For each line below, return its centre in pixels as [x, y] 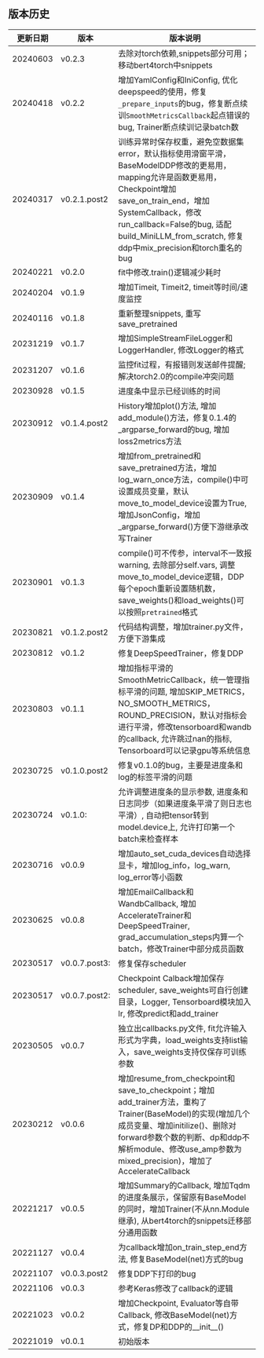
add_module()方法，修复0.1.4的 [177, 417]
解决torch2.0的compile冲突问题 [176, 376]
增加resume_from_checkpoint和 [176, 1078]
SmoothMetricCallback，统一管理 [180, 679]
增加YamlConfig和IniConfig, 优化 [178, 79]
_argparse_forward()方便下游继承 [179, 526]
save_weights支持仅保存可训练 [190, 1052]
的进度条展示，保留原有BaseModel [182, 1197]
